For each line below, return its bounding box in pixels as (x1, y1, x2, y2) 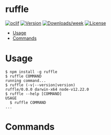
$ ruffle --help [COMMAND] (5, 91, 62, 96)
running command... (5, 78, 46, 83)
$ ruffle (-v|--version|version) (5, 82, 76, 87)
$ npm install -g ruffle (5, 69, 58, 74)
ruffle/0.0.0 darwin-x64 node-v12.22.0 (5, 87, 89, 92)
